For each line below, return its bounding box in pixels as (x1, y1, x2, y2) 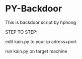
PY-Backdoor (5, 3, 62, 14)
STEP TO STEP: (5, 29, 38, 35)
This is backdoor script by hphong (5, 19, 76, 25)
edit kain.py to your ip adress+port (5, 38, 77, 45)
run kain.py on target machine (5, 48, 67, 54)
